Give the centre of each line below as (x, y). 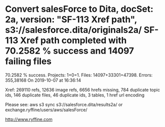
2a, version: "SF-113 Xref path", (71, 19)
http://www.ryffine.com (29, 119)
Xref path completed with (73, 41)
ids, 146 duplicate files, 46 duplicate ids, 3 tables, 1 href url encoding (75, 95)
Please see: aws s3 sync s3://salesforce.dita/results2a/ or (64, 104)
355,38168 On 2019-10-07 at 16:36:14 (43, 80)
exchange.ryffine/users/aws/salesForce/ (46, 110)
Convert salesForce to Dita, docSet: (79, 9)
